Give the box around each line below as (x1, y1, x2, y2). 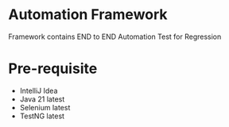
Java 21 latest (19, 94, 65, 104)
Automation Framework (8, 6, 169, 24)
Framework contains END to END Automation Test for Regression (8, 32, 222, 41)
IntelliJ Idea (19, 86, 58, 95)
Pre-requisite (8, 60, 98, 78)
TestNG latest (19, 111, 65, 121)
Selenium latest (19, 102, 71, 112)
